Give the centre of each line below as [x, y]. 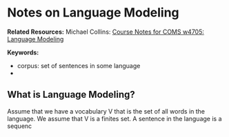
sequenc [20, 126]
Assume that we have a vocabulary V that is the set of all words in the [106, 111]
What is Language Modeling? [71, 95]
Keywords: [23, 52]
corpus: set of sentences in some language [79, 65]
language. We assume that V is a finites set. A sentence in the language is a [114, 118]
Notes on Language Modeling [93, 13]
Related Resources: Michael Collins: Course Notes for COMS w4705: [106, 32]
